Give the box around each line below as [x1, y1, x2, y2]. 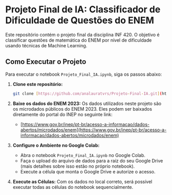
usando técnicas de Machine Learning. [5, 42, 88, 48]
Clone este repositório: [12, 81, 63, 87]
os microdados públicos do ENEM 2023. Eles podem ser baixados [12, 105, 153, 112]
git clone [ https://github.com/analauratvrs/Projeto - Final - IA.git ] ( [12, 91, 162, 96]
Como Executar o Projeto [5, 58, 87, 66]
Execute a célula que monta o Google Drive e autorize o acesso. [20, 168, 156, 174]
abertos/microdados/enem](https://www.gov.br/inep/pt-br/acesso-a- [20, 127, 167, 133]
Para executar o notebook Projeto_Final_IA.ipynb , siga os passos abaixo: [5, 71, 162, 77]
